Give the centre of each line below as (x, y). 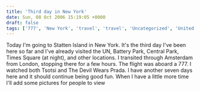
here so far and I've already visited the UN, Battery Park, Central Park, (93, 52)
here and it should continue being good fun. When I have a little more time (98, 77)
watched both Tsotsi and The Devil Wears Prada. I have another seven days (99, 70)
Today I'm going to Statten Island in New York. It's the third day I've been (96, 45)
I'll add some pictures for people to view (56, 83)
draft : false (22, 23)
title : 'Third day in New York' (46, 12)
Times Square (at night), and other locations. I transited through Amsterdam (100, 58)
